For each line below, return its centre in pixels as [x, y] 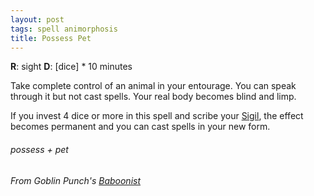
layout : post [37, 19]
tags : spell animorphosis [64, 29]
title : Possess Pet [51, 38]
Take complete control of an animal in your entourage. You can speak [153, 86]
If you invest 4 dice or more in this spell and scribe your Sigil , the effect [157, 116]
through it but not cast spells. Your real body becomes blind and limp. [153, 97]
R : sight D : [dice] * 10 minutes [71, 67]
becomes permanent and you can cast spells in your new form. [140, 127]
